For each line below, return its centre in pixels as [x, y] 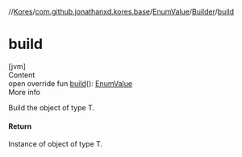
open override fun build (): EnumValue [71, 83]
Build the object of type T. [52, 107]
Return [20, 126]
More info [25, 92]
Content [22, 75]
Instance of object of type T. [56, 144]
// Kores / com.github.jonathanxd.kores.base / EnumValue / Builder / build [121, 12]
